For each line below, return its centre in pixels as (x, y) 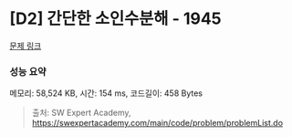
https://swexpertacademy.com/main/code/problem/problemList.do (157, 123)
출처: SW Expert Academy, (81, 113)
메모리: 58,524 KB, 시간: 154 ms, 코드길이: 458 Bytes (106, 93)
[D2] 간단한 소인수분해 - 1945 (115, 19)
